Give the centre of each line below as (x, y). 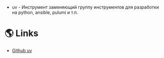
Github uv (22, 50)
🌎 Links (21, 33)
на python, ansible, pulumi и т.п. (45, 12)
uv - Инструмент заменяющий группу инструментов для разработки (85, 7)
